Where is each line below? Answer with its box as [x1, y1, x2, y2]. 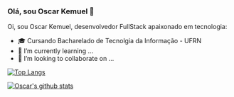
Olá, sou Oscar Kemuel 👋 [7, 6, 95, 16]
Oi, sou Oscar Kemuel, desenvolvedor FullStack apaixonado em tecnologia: [7, 23, 228, 31]
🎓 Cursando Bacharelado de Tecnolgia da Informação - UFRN [17, 37, 202, 45]
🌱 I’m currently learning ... [17, 47, 94, 55]
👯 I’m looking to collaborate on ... [17, 55, 115, 63]
